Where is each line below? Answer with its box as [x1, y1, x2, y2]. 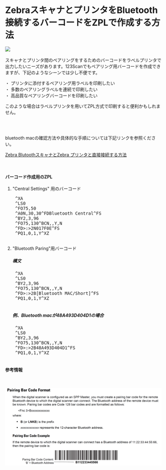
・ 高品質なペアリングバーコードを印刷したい [5, 93, 98, 99]
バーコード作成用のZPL [5, 174, 53, 180]
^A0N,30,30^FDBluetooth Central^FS [15, 211, 102, 217]
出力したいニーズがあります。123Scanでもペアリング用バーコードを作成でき [5, 63, 161, 69]
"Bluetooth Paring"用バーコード [12, 245, 77, 251]
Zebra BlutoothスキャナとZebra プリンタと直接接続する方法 [5, 151, 127, 157]
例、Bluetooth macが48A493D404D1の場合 [12, 312, 104, 318]
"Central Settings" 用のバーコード [12, 186, 81, 192]
